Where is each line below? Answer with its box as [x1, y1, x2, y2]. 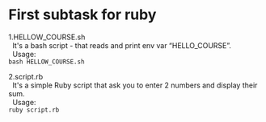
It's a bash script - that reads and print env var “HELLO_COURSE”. [11, 40, 232, 50]
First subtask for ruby [8, 6, 157, 24]
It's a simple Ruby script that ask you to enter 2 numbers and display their [11, 80, 258, 90]
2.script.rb [8, 71, 44, 81]
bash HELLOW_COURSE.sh [8, 58, 85, 66]
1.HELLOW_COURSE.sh [8, 32, 86, 42]
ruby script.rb [8, 106, 60, 114]
